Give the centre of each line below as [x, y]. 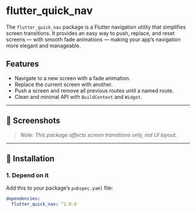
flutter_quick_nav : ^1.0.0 [44, 204]
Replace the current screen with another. [63, 84]
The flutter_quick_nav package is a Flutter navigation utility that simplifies [96, 27]
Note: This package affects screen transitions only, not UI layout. [99, 135]
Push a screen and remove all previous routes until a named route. [94, 90]
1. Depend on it [27, 175]
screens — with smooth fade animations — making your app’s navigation [93, 39]
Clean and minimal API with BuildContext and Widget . [78, 97]
